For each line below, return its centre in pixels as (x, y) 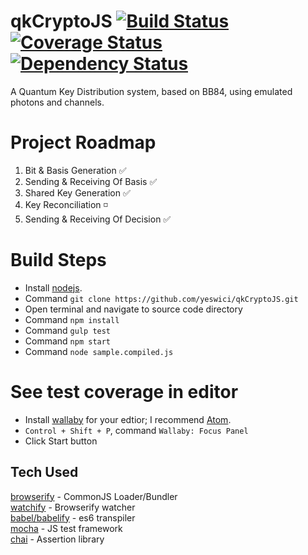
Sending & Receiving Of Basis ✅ (91, 181)
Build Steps (58, 260)
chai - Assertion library (57, 539)
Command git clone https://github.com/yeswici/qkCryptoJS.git (161, 298)
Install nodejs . (53, 287)
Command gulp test (68, 330)
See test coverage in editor (124, 392)
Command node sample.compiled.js (99, 351)
